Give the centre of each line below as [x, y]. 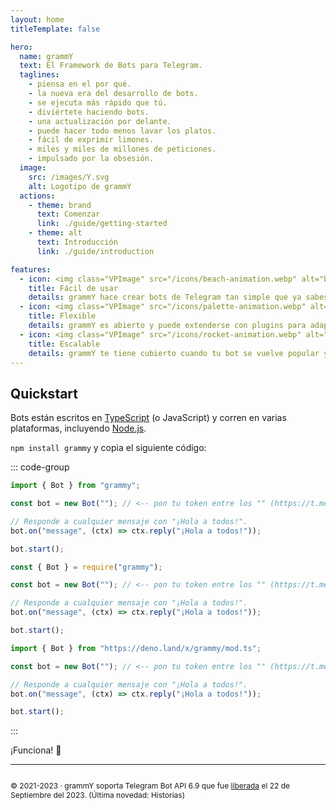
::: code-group [40, 467]
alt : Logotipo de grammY [80, 186]
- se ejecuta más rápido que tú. [98, 102]
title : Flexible [62, 316]
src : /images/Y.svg [69, 177]
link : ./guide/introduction [95, 251]
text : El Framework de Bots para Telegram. [111, 66]
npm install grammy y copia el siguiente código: [108, 448]
